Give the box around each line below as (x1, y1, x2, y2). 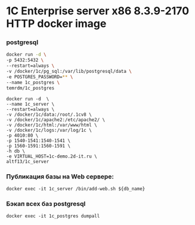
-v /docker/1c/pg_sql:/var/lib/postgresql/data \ (6, 69, 132, 75)
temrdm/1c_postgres (6, 85, 55, 91)
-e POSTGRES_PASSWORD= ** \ (6, 73, 73, 80)
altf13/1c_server (6, 158, 49, 165)
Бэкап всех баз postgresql (6, 199, 86, 208)
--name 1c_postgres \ (6, 79, 60, 85)
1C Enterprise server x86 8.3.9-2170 (6, 4, 190, 18)
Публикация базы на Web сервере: (6, 172, 114, 180)
